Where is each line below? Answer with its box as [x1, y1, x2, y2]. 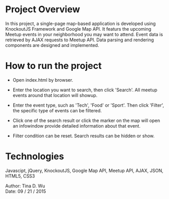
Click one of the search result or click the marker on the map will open [12, 117, 160, 123]
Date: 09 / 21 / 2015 [5, 188, 46, 194]
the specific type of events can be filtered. [12, 107, 102, 113]
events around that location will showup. [12, 92, 98, 98]
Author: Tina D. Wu [5, 183, 45, 189]
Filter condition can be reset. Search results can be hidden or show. [12, 133, 155, 139]
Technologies [5, 151, 65, 162]
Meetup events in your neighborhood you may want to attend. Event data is [5, 31, 163, 37]
